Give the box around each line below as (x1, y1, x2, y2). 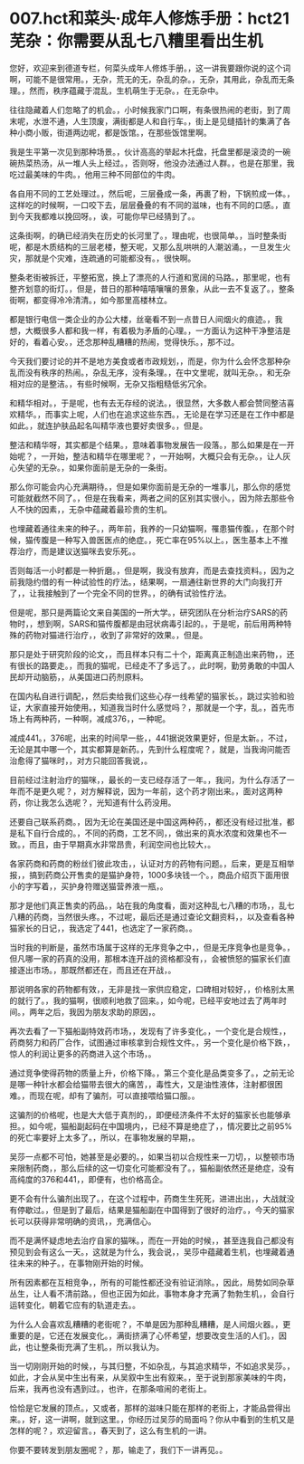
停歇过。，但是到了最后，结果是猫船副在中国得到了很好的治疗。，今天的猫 (16, 1204, 287, 1215)
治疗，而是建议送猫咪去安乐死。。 (16, 545, 140, 557)
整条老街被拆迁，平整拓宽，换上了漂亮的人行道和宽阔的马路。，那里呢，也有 (9, 272, 291, 282)
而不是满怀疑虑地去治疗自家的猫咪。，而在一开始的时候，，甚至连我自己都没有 (9, 1235, 295, 1246)
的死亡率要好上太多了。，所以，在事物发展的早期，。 (9, 1132, 200, 1143)
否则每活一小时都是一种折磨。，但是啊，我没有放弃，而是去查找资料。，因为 (9, 565, 287, 576)
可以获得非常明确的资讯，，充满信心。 (16, 1215, 157, 1227)
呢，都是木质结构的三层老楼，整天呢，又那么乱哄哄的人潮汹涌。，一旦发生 (9, 241, 283, 252)
